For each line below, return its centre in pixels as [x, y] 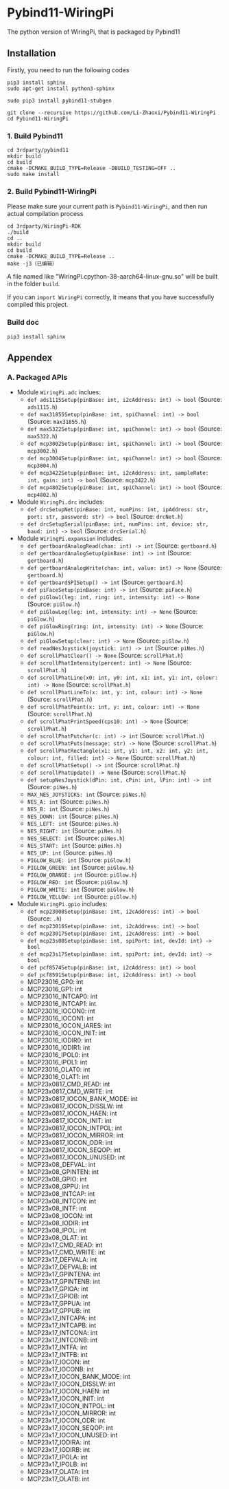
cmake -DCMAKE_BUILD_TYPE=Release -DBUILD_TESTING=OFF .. [92, 169]
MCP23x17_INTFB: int [57, 1355]
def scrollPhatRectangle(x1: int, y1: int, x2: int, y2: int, [118, 751]
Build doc [23, 323]
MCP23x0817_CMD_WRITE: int [70, 1091]
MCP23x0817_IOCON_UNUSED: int [76, 1157]
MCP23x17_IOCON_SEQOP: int [70, 1428]
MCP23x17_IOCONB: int [60, 1369]
